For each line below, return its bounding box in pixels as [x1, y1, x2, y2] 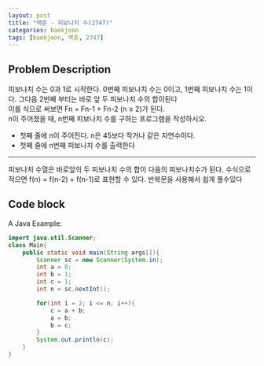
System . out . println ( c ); [36, 336, 114, 344]
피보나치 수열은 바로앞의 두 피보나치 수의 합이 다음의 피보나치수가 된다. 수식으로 [8, 165, 251, 174]
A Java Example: [8, 218, 63, 228]
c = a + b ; [49, 306, 86, 315]
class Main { [8, 241, 47, 249]
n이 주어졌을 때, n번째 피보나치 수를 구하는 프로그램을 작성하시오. [8, 114, 207, 124]
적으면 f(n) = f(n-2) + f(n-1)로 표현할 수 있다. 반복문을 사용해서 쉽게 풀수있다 [8, 175, 243, 184]
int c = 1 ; [36, 278, 72, 286]
